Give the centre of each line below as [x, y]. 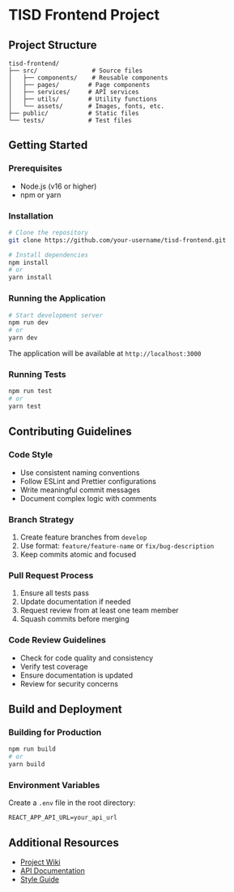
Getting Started [48, 145]
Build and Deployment [66, 709]
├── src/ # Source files [76, 71]
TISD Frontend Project [84, 15]
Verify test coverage [54, 666]
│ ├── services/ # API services [74, 92]
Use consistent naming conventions [80, 472]
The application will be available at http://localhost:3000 [105, 353]
